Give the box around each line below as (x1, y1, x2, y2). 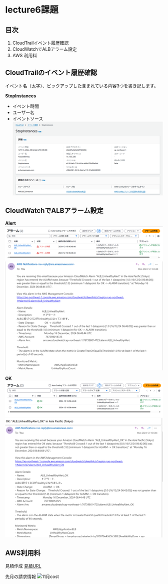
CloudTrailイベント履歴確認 (12, 40, 69, 46)
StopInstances (5, 93, 36, 99)
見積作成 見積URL (5, 563, 41, 569)
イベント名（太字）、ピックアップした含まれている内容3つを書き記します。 (5, 83, 158, 89)
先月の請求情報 (5, 573, 36, 579)
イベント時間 (12, 103, 39, 109)
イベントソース (12, 115, 43, 121)
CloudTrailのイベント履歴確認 (5, 68, 97, 77)
